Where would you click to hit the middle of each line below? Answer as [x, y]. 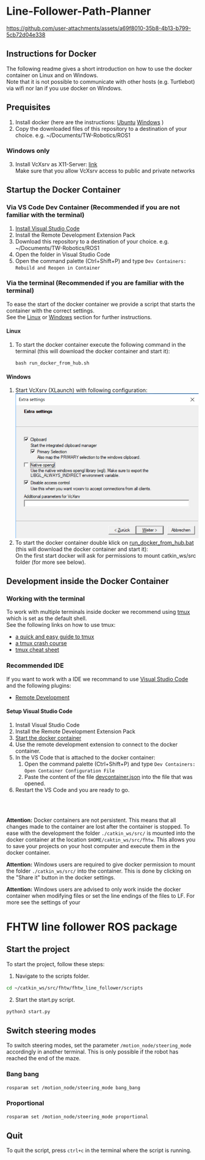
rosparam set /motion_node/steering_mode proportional [77, 1117]
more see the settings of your [43, 902]
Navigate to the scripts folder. [52, 976]
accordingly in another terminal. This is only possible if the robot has [92, 1052]
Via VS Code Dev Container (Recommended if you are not [93, 207]
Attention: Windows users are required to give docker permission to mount [101, 864]
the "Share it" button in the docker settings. [61, 877]
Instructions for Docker [51, 54]
